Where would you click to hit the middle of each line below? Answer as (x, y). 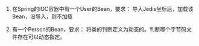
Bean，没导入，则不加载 (42, 16)
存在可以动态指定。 (41, 37)
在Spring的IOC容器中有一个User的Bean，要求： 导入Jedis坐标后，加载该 (103, 9)
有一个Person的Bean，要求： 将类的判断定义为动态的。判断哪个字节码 (99, 29)
